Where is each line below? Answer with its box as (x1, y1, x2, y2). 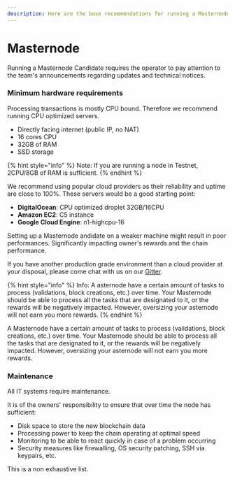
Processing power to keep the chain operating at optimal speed (17, 429, 201, 438)
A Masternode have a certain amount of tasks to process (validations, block (7, 324, 225, 332)
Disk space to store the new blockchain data (17, 422, 145, 430)
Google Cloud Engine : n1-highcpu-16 (17, 217, 124, 226)
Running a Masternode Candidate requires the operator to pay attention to (7, 64, 221, 72)
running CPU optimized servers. (7, 111, 100, 120)
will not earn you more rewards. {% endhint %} (7, 310, 143, 319)
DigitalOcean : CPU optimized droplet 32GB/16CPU (17, 203, 164, 211)
